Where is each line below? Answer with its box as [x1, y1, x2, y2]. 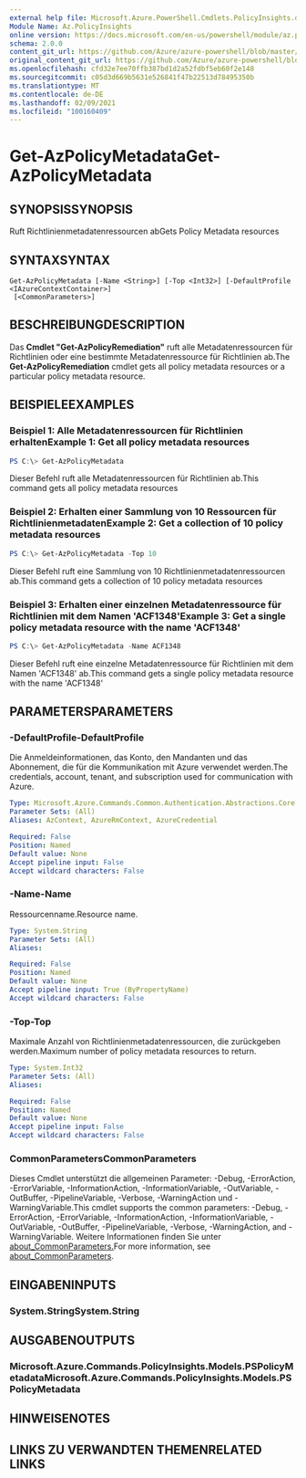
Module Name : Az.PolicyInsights [9, 22, 132, 31]
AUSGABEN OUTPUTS [9, 1333, 136, 1348]
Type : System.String [9, 926, 88, 936]
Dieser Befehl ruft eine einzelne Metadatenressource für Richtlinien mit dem [9, 658, 294, 669]
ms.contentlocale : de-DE [9, 89, 104, 99]
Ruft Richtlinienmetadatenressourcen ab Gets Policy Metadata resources [9, 225, 280, 237]
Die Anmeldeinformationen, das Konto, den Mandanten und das [9, 752, 248, 763]
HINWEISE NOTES [9, 1411, 111, 1427]
